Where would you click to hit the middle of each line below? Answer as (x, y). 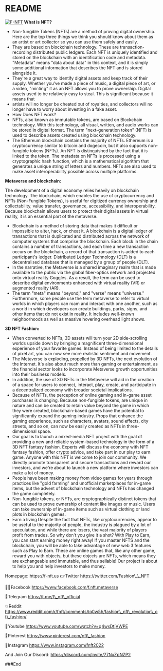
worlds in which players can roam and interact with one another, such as (85, 304)
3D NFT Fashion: (22, 328)
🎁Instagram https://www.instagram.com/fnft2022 (54, 645)
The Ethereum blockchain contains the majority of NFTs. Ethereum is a (83, 140)
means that (23, 99)
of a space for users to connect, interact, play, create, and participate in (84, 385)
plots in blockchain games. (39, 514)
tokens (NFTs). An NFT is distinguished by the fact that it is (89, 151)
